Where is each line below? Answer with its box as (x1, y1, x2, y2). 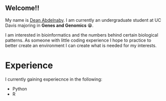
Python (12, 86, 27, 92)
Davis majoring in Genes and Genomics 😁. (5, 22, 94, 28)
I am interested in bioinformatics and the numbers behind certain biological (5, 32, 159, 38)
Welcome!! (5, 4, 40, 12)
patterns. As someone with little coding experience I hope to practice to (5, 37, 152, 43)
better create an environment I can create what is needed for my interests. (5, 42, 157, 49)
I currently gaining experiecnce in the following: (5, 76, 103, 82)
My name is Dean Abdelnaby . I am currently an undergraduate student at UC (5, 17, 162, 23)
